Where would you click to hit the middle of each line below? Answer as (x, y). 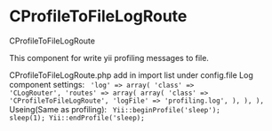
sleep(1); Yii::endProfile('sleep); (77, 118)
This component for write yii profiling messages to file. (109, 58)
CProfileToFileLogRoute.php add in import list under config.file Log (131, 75)
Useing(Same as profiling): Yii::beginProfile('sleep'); (115, 109)
